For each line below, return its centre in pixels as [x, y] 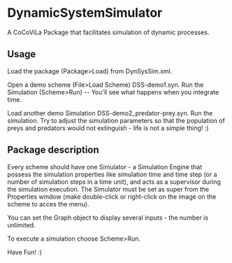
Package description [53, 150]
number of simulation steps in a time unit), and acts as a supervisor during [114, 182]
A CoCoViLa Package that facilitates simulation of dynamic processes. [108, 32]
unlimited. [22, 225]
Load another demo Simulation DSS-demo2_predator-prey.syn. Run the [110, 113]
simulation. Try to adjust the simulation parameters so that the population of [116, 120]
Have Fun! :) [25, 252]
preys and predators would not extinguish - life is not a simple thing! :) [108, 128]
